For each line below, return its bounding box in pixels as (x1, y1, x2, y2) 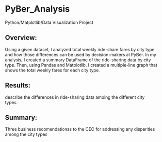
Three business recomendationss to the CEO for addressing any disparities (5, 126, 155, 132)
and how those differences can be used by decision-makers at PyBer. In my (5, 52, 157, 57)
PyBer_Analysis (5, 3, 70, 15)
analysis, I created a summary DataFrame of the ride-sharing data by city (5, 57, 151, 63)
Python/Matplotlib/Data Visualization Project (5, 19, 94, 25)
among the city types (5, 131, 48, 137)
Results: (5, 81, 31, 89)
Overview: (5, 34, 37, 42)
